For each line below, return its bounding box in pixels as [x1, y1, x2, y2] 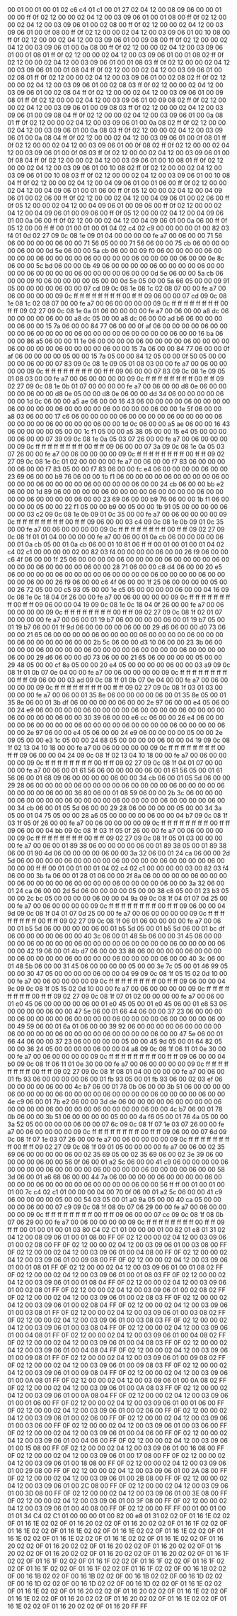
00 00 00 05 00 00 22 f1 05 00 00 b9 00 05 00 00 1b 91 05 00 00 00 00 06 [7, 503, 228, 511]
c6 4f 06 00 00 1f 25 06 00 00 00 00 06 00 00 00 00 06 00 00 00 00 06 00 [7, 555, 230, 563]
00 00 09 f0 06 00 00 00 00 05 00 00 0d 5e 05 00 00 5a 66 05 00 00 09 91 [7, 276, 230, 285]
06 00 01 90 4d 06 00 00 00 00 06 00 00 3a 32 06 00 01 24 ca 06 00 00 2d [7, 849, 231, 857]
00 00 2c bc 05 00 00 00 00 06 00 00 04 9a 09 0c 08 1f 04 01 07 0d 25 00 [7, 894, 228, 902]
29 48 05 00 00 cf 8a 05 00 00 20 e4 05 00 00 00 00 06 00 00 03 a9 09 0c [7, 661, 231, 669]
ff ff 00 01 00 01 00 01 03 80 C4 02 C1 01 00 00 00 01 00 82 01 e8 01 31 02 [7, 1225, 226, 1234]
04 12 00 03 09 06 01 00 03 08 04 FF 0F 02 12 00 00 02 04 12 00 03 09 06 [7, 1323, 229, 1332]
